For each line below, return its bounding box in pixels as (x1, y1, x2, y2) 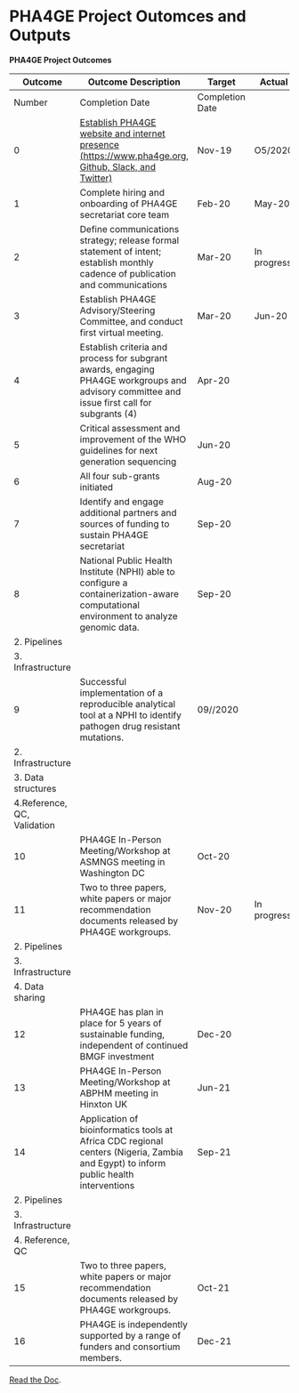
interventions (79, 1179, 135, 1191)
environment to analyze (79, 609, 178, 622)
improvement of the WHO (79, 433, 187, 446)
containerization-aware (79, 587, 180, 600)
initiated (79, 480, 114, 493)
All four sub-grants (79, 470, 160, 482)
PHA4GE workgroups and (79, 374, 187, 386)
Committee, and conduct (79, 315, 183, 327)
